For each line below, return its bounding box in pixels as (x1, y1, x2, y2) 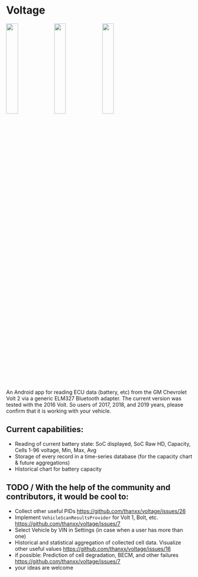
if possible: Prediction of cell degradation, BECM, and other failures (14, 551, 179, 559)
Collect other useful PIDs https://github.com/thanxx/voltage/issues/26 (14, 507, 186, 514)
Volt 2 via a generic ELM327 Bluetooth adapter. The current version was (6, 394, 181, 402)
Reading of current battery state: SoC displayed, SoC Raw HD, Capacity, (14, 440, 191, 447)
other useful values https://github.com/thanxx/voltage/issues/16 (14, 545, 171, 552)
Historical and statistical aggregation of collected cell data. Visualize (14, 539, 181, 546)
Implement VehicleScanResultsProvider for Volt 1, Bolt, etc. (14, 514, 158, 521)
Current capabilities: (6, 424, 84, 435)
